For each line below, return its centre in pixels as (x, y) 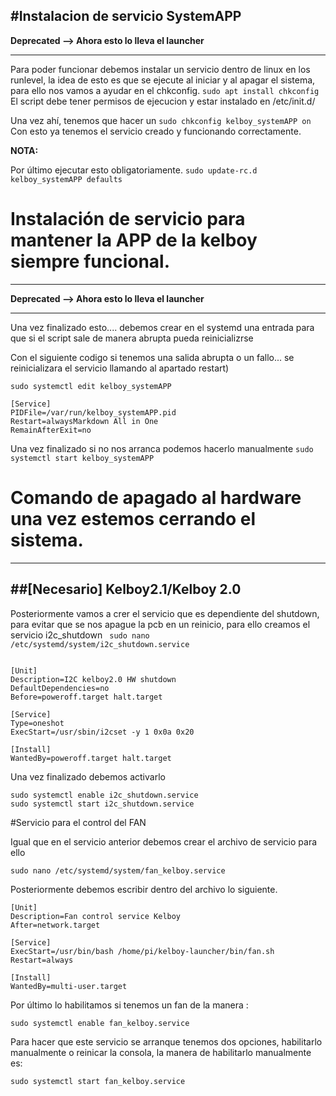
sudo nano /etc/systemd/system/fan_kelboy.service (118, 870)
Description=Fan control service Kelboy (96, 916)
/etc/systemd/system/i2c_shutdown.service (100, 644)
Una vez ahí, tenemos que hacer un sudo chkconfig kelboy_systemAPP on (161, 120)
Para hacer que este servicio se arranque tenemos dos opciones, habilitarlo (166, 1041)
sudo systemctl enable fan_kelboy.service (100, 1023)
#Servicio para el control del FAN (78, 822)
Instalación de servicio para (128, 219)
